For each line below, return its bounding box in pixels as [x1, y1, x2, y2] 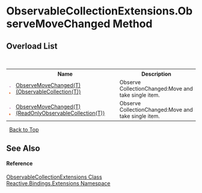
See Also [6, 143, 40, 153]
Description [141, 70, 171, 78]
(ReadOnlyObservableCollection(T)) [16, 109, 105, 117]
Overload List [6, 41, 58, 51]
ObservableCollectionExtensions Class [6, 173, 102, 181]
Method [112, 17, 153, 31]
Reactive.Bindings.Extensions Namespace [6, 180, 111, 187]
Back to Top [8, 126, 39, 133]
